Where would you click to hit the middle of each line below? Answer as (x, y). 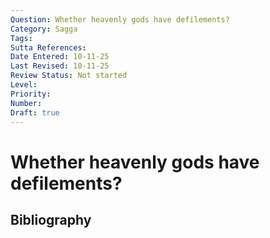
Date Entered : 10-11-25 (60, 57)
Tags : (21, 38)
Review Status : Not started (69, 76)
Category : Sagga (44, 29)
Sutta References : (48, 47)
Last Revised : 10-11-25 (60, 66)
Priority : (31, 94)
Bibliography (51, 219)
